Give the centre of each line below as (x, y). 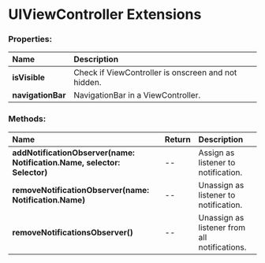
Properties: (30, 39)
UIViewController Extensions (105, 15)
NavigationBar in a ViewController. (137, 95)
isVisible (29, 78)
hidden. (88, 83)
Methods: (27, 119)
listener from (222, 228)
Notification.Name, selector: (66, 162)
